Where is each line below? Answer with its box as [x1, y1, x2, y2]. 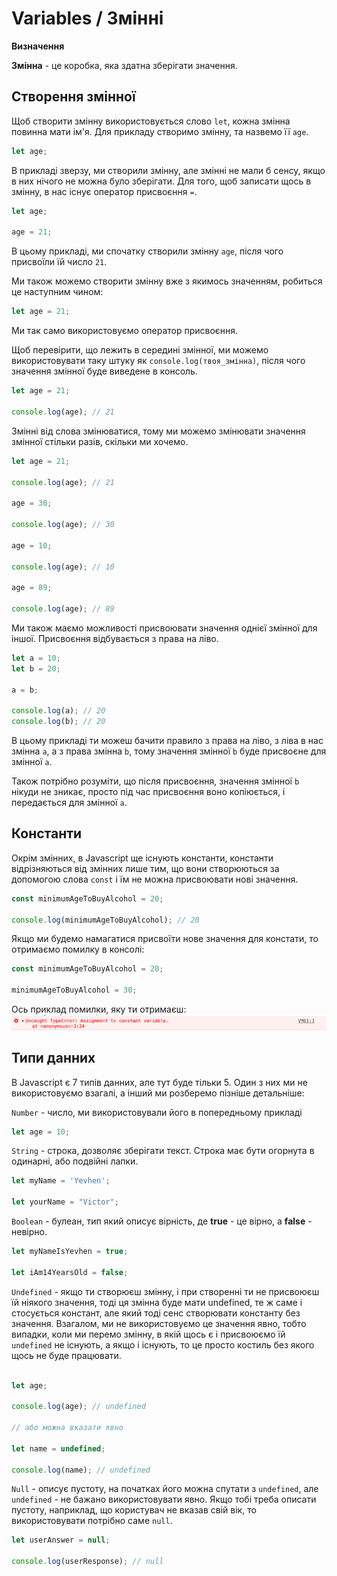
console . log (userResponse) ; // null [11, 1557, 164, 1567]
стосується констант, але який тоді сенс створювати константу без [11, 1307, 301, 1319]
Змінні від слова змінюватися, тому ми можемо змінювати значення [11, 425, 306, 437]
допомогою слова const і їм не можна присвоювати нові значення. [11, 873, 299, 885]
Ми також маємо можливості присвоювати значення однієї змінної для [11, 622, 318, 634]
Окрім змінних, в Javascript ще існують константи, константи [11, 852, 274, 864]
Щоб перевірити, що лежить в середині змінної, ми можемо [11, 344, 269, 356]
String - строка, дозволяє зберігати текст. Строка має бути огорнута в [11, 1145, 315, 1157]
